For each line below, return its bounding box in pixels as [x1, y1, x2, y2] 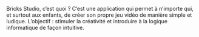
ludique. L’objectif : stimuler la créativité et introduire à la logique [6, 18, 168, 24]
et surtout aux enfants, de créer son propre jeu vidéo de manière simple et [6, 11, 192, 18]
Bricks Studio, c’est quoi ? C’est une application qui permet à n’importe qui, [6, 5, 194, 12]
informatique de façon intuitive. [6, 24, 85, 31]
